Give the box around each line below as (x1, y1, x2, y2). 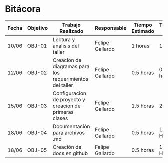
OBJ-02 (27, 69, 47, 76)
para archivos (52, 129, 85, 136)
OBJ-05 (27, 146, 47, 153)
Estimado (131, 27, 155, 34)
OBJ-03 (27, 102, 47, 109)
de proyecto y (52, 96, 86, 103)
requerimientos (52, 75, 89, 82)
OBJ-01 (27, 42, 47, 49)
